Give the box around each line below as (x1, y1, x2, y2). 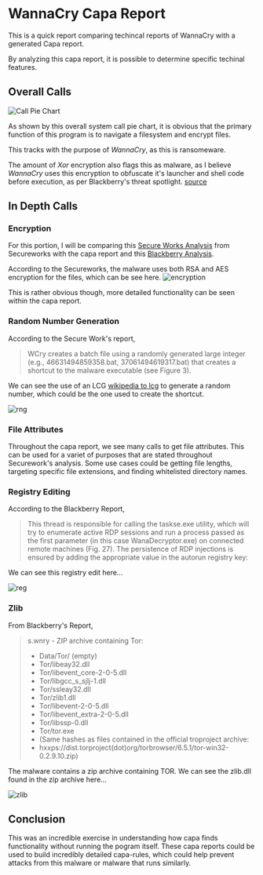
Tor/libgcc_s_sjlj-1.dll (38, 676, 106, 685)
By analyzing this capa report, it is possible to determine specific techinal (8, 54, 245, 64)
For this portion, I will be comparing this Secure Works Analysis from (8, 241, 230, 250)
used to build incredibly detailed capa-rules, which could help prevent (8, 850, 235, 859)
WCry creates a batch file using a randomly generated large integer (27, 348, 246, 358)
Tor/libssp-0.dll (38, 717, 89, 727)
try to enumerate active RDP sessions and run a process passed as (27, 527, 245, 538)
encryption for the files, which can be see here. (8, 272, 162, 283)
